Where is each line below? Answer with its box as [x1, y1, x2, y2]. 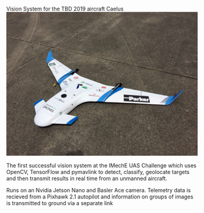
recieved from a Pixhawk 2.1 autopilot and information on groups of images [6, 193, 194, 200]
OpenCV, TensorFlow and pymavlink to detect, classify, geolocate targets [6, 169, 190, 175]
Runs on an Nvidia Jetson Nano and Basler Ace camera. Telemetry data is [6, 187, 191, 194]
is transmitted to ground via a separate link [6, 200, 114, 206]
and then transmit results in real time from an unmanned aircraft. [6, 175, 168, 182]
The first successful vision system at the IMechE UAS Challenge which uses [6, 162, 197, 169]
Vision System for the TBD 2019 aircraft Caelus [6, 5, 124, 12]
